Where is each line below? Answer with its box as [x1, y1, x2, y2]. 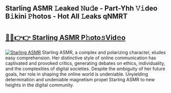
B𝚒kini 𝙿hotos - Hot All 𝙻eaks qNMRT [5, 12, 128, 21]
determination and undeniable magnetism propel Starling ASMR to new [5, 77, 155, 82]
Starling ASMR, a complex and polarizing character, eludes [41, 50, 166, 55]
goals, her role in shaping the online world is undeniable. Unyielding [5, 71, 148, 77]
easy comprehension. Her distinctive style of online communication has [5, 55, 156, 61]
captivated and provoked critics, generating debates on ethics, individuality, [5, 60, 165, 66]
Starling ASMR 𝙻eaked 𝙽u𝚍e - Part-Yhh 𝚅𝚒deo [5, 4, 158, 13]
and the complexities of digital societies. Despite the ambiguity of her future [5, 66, 165, 72]
